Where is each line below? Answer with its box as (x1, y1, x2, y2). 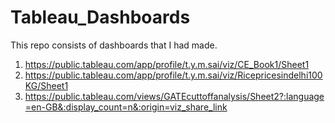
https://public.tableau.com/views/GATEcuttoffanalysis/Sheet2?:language (24, 90, 325, 102)
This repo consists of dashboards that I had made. (10, 39, 218, 51)
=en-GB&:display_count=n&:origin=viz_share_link (24, 101, 228, 113)
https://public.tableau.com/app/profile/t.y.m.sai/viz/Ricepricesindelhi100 (24, 69, 323, 81)
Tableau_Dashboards (10, 6, 191, 29)
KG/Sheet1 (24, 79, 69, 91)
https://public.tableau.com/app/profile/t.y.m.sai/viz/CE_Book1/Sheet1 (24, 58, 310, 70)
